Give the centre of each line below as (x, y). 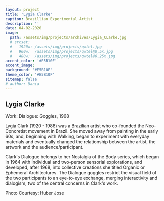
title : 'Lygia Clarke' (29, 14)
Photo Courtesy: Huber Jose (35, 193)
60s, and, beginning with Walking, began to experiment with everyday (77, 137)
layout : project (22, 10)
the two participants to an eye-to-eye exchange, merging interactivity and (81, 178)
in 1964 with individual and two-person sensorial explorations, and (74, 162)
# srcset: (20, 42)
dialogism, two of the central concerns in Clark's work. (62, 183)
